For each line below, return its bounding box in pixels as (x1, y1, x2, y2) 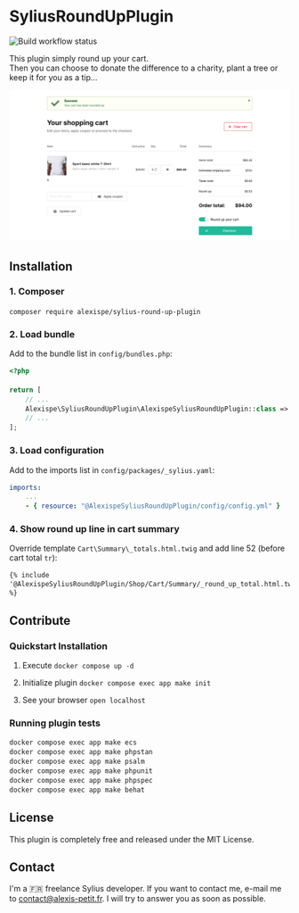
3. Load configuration (9, 444, 105, 457)
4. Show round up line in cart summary (9, 523, 180, 535)
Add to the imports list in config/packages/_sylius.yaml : (9, 464, 215, 475)
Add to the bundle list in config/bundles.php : (9, 348, 173, 359)
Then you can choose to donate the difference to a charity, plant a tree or (9, 62, 279, 73)
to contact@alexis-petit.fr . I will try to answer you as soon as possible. (9, 893, 267, 904)
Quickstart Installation (9, 640, 109, 652)
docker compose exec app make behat (9, 785, 145, 794)
